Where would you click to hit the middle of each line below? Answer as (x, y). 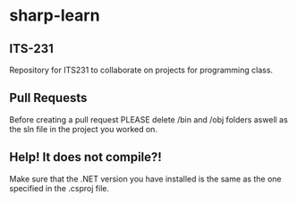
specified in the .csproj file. (59, 188)
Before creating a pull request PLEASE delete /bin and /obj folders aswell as (148, 119)
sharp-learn (55, 16)
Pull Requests (48, 98)
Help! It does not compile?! (86, 157)
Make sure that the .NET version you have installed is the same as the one (145, 179)
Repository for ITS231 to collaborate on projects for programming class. (141, 70)
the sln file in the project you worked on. (84, 129)
